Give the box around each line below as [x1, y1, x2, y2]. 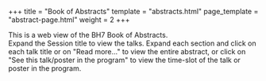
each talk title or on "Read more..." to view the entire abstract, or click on [8, 47, 246, 56]
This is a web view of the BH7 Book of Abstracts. [8, 31, 168, 39]
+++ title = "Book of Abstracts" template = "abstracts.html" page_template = [8, 7, 259, 16]
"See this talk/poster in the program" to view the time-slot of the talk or [8, 55, 241, 64]
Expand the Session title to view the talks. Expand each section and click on [8, 39, 256, 48]
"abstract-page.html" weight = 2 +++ [8, 15, 130, 24]
